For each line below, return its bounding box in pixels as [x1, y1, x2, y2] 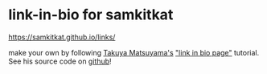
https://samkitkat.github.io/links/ [8, 32, 116, 42]
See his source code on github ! [8, 56, 112, 66]
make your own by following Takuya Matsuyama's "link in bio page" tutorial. [8, 47, 260, 57]
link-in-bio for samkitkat [8, 6, 174, 24]
